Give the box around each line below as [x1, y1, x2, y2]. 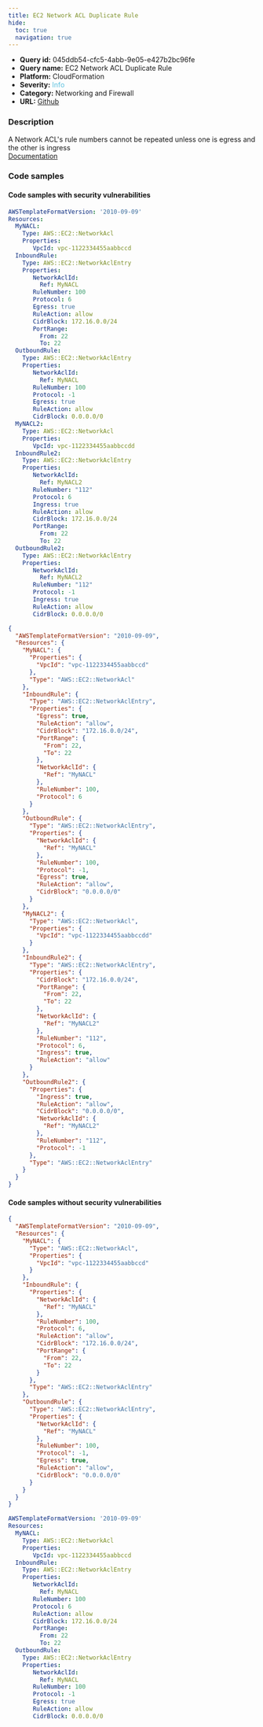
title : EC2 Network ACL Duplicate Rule [8, 11, 139, 20]
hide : [8, 19, 26, 27]
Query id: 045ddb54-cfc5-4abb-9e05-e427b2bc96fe [19, 55, 195, 65]
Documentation [8, 151, 58, 161]
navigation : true [15, 33, 72, 42]
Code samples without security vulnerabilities [8, 1197, 163, 1207]
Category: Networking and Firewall [19, 88, 134, 98]
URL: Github [19, 97, 60, 106]
